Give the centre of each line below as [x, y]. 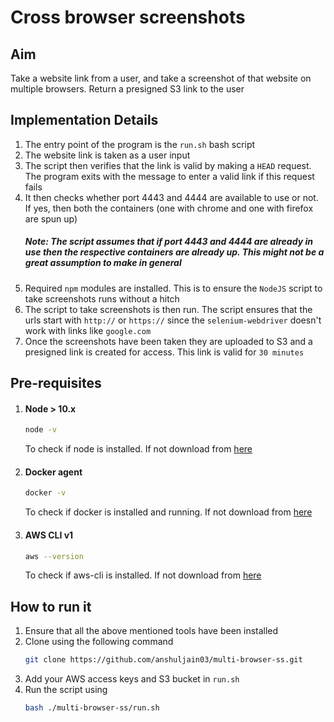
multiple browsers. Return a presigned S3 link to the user [127, 89]
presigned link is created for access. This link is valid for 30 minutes [164, 352]
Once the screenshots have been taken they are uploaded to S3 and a [168, 341]
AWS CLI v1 [49, 535]
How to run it [51, 606]
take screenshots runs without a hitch [102, 298]
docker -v [45, 493]
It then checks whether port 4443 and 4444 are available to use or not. [171, 197]
